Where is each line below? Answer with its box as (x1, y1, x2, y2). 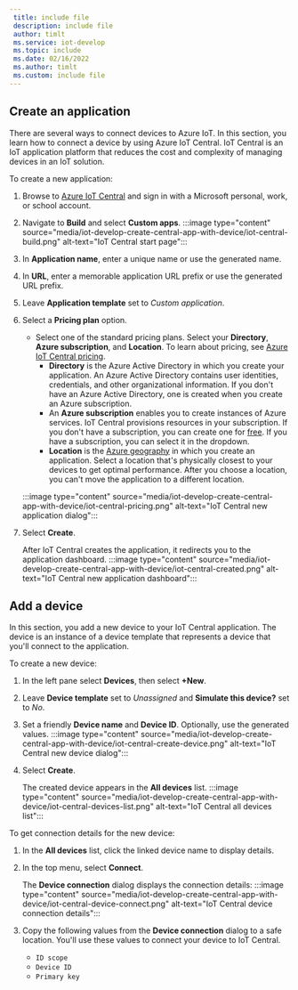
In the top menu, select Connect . (21, 863, 144, 873)
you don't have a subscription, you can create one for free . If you (48, 426, 287, 437)
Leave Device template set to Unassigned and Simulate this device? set (21, 693, 290, 703)
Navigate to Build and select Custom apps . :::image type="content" (21, 217, 271, 228)
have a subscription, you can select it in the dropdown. (48, 435, 250, 446)
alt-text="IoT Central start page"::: (61, 236, 189, 247)
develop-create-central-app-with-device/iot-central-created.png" (21, 563, 265, 574)
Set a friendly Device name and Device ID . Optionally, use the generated (21, 719, 289, 730)
